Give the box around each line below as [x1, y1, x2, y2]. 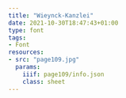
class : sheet [22, 77, 66, 85]
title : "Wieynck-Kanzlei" [8, 11, 94, 20]
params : [15, 63, 41, 71]
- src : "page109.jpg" [8, 56, 80, 64]
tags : [8, 33, 26, 42]
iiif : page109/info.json [22, 70, 105, 78]
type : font [8, 26, 44, 34]
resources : [8, 48, 44, 56]
